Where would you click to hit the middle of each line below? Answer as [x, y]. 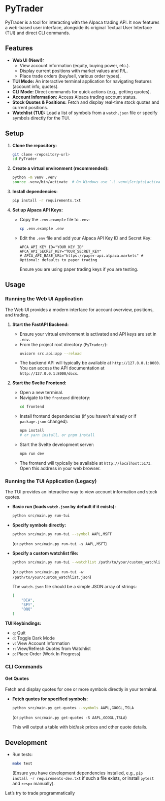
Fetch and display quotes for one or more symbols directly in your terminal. [81, 689]
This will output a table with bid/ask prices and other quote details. [80, 727]
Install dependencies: [35, 192]
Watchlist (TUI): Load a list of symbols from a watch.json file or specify [85, 113]
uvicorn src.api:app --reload [51, 354]
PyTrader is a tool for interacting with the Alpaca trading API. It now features [82, 22]
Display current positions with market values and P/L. [74, 71]
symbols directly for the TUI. [41, 118]
